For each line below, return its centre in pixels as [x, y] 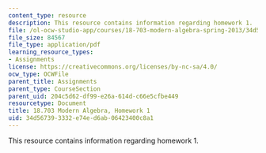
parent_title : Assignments [53, 81]
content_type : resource [47, 15]
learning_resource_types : [51, 52]
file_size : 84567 [37, 37]
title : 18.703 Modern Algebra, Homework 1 [79, 111]
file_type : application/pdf [55, 45]
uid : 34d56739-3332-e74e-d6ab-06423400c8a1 [81, 118]
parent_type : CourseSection [55, 89]
